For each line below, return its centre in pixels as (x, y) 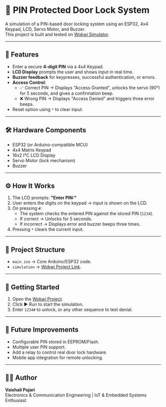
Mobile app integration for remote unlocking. (58, 357)
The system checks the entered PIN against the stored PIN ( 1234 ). (86, 214)
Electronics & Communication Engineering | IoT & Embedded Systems (76, 395)
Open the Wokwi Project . (38, 299)
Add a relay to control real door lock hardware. (60, 352)
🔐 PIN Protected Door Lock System (77, 10)
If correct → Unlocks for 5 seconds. (56, 219)
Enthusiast (16, 400)
